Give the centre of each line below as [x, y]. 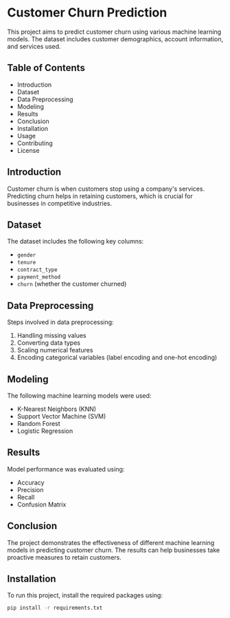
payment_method [39, 277]
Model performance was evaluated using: [66, 469]
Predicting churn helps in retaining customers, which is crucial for [100, 196]
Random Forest [38, 424]
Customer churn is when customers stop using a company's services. [106, 189]
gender [26, 255]
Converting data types [49, 343]
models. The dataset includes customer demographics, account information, [115, 39]
